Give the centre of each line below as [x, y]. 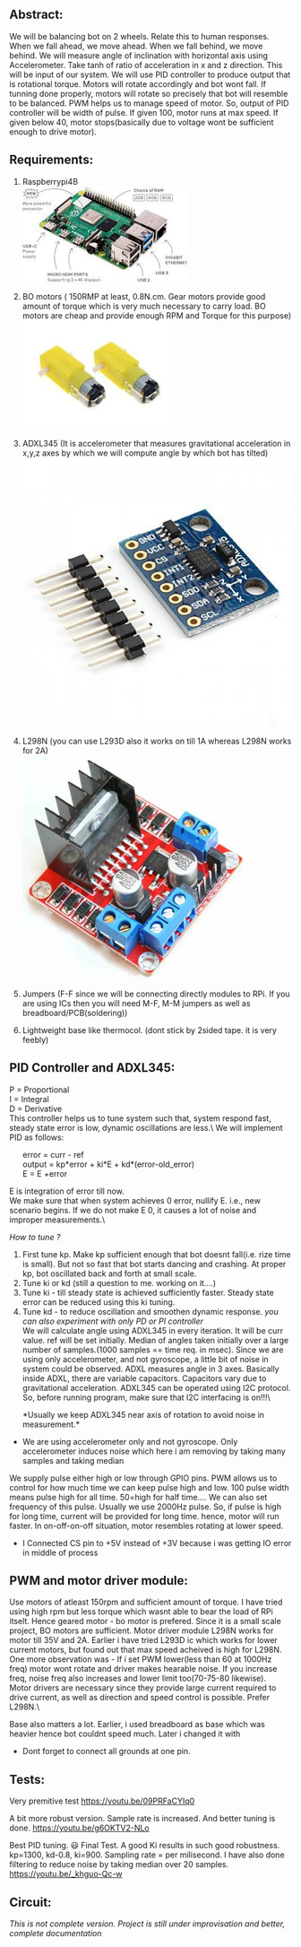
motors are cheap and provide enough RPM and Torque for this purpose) [157, 315]
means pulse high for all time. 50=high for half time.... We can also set [138, 1497]
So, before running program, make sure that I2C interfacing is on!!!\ [146, 1397]
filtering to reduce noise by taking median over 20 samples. [119, 1864]
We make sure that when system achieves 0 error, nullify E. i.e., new [135, 1200]
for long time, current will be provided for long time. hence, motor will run [144, 1516]
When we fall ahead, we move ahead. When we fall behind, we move [136, 46]
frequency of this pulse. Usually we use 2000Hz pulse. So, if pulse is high [146, 1507]
